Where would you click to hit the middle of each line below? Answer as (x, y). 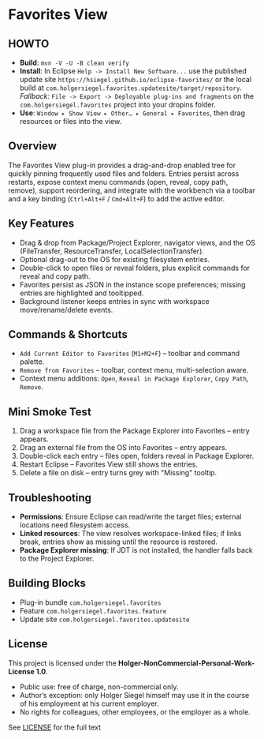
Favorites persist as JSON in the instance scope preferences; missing (132, 284)
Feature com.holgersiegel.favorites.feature (93, 610)
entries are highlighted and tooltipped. (82, 293)
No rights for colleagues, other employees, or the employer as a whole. (135, 711)
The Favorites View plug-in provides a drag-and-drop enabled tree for (122, 165)
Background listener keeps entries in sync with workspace (115, 301)
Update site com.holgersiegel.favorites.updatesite (104, 619)
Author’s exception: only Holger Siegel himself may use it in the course (134, 695)
